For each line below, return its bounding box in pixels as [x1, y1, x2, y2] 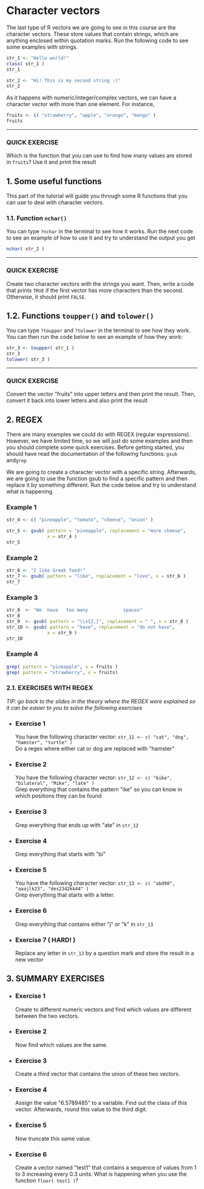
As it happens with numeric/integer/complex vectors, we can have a [6, 94, 177, 101]
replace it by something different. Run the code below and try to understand [6, 481, 196, 489]
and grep [6, 456, 27, 464]
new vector [15, 956, 44, 963]
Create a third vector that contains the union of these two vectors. [15, 1070, 180, 1077]
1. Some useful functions [6, 176, 102, 186]
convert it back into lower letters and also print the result [6, 397, 148, 404]
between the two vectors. [15, 1012, 80, 1020]
